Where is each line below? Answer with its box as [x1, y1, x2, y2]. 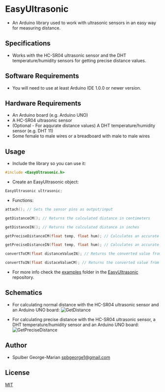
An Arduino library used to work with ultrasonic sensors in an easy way [12, 20, 156, 26]
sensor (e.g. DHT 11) [12, 128, 54, 134]
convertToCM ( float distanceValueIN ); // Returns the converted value [5, 251, 151, 257]
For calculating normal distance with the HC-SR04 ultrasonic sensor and [12, 301, 159, 307]
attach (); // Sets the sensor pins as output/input [5, 207, 113, 212]
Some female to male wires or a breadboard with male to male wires [12, 133, 150, 139]
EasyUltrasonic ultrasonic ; [5, 189, 63, 194]
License [5, 368, 30, 377]
